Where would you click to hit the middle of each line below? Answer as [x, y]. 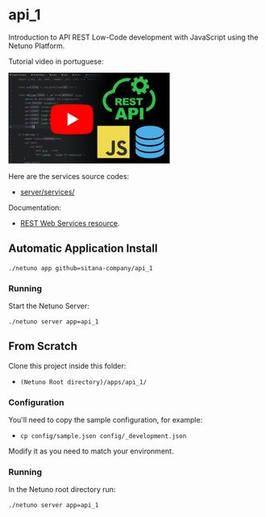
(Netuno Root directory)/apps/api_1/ [83, 382]
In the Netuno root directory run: [62, 490]
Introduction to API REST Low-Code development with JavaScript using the [133, 37]
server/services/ [47, 192]
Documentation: [35, 207]
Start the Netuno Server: [49, 306]
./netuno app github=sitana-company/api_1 [81, 268]
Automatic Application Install [83, 249]
